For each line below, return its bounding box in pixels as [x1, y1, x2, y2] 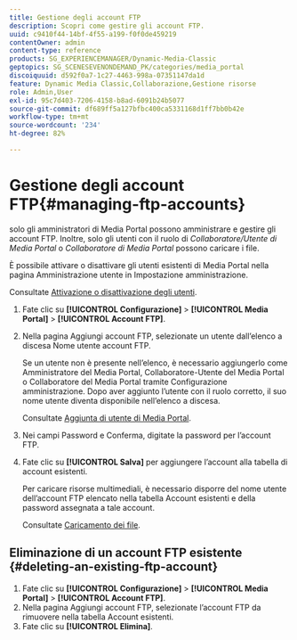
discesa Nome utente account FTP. [21, 340, 151, 350]
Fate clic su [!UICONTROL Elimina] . [21, 620, 153, 631]
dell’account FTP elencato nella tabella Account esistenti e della [21, 492, 256, 504]
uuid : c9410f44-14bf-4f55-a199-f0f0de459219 [9, 29, 177, 38]
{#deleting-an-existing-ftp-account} [9, 559, 219, 575]
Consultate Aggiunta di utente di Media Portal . [21, 412, 192, 423]
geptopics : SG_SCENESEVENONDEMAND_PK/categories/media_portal [9, 63, 245, 72]
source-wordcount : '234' [9, 121, 101, 130]
